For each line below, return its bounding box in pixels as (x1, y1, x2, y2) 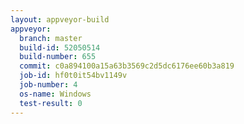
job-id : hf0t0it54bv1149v (19, 71, 128, 81)
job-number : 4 (19, 80, 78, 90)
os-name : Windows (19, 89, 92, 99)
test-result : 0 (19, 98, 83, 108)
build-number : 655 (19, 52, 97, 62)
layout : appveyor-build (10, 14, 110, 25)
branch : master (19, 33, 83, 43)
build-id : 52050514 (19, 42, 101, 53)
